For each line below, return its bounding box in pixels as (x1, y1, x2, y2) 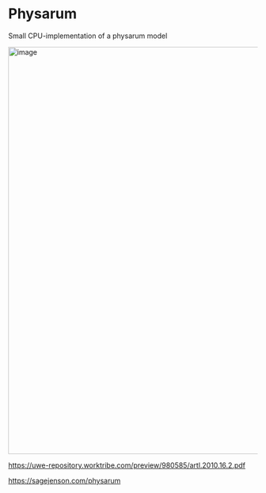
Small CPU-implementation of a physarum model (8, 31, 168, 40)
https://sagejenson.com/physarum (8, 476, 121, 485)
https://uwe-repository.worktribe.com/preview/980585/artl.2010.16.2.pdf (8, 461, 246, 470)
